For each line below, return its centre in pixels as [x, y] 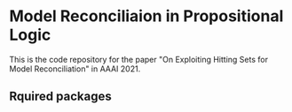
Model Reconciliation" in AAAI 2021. [75, 69]
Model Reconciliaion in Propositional [146, 16]
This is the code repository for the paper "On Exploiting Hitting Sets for [139, 59]
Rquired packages [61, 97]
